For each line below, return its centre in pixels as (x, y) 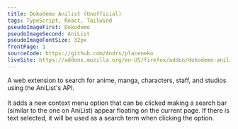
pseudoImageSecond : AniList (49, 34)
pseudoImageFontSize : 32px (47, 40)
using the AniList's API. (41, 88)
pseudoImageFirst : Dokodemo (49, 27)
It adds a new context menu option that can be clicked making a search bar (117, 103)
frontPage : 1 (27, 47)
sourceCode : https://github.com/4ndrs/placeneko (80, 54)
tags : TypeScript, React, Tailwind (60, 21)
